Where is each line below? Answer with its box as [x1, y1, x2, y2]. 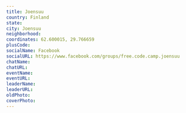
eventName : [6, 70, 33, 76]
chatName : [6, 59, 31, 65]
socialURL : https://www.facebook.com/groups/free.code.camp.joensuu [6, 53, 180, 59]
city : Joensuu [6, 25, 42, 32]
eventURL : [6, 75, 31, 81]
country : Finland [6, 14, 49, 20]
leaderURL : [6, 87, 33, 93]
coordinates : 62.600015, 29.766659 [6, 36, 95, 42]
